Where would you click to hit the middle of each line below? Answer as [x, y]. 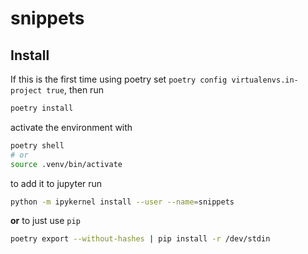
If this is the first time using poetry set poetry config [119, 79]
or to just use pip [45, 221]
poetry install [42, 108]
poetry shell [37, 145]
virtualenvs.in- [265, 80]
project [26, 91]
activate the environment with [71, 127]
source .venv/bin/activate [66, 164]
